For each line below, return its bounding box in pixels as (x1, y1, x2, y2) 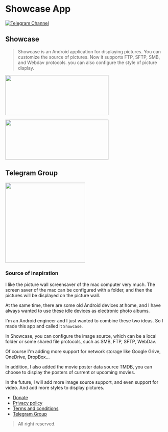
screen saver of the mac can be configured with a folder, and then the (5, 286, 153, 293)
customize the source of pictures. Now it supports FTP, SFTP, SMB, (17, 54, 160, 60)
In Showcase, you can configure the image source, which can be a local (5, 333, 157, 339)
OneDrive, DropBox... (5, 354, 50, 360)
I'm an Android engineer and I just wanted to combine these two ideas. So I (5, 317, 163, 323)
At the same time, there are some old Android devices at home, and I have (5, 302, 161, 308)
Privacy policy (12, 400, 43, 406)
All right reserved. (17, 421, 56, 427)
